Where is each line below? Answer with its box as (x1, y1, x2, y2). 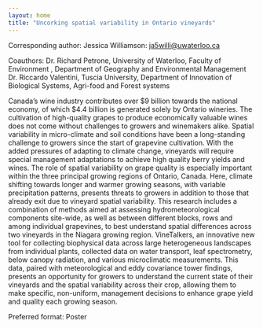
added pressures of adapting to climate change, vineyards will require (8, 146, 234, 156)
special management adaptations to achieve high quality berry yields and (8, 154, 245, 164)
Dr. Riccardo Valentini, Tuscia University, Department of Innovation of (8, 72, 232, 82)
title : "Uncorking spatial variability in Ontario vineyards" (8, 19, 216, 27)
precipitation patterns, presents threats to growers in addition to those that (8, 188, 250, 197)
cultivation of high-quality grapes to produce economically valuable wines (8, 112, 248, 122)
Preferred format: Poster (8, 311, 88, 321)
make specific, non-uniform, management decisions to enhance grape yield (8, 288, 254, 297)
